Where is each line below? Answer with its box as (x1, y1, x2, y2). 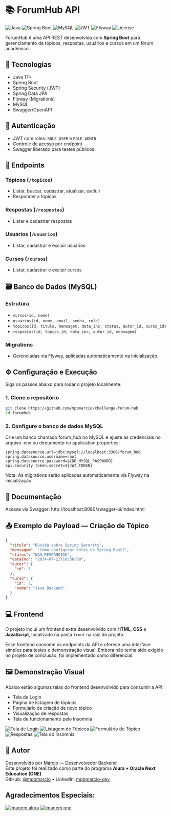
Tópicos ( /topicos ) (5, 176, 53, 183)
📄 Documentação (5, 492, 61, 501)
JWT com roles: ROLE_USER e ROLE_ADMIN (12, 135, 96, 141)
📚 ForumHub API (5, 4, 80, 16)
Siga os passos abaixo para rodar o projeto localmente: (5, 381, 122, 387)
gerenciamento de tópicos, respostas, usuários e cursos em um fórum (5, 40, 154, 46)
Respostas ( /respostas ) (5, 206, 65, 213)
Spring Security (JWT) (12, 85, 60, 91)
